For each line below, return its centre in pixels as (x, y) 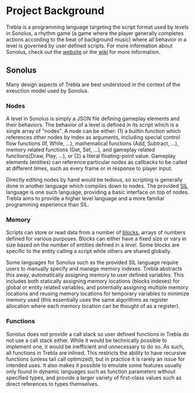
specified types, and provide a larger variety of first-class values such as (94, 377)
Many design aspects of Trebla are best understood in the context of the (93, 84)
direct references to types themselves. (53, 384)
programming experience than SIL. (48, 205)
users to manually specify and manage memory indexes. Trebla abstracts (94, 269)
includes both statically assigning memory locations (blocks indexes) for (93, 281)
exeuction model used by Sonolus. (48, 90)
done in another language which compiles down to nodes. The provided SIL (97, 186)
